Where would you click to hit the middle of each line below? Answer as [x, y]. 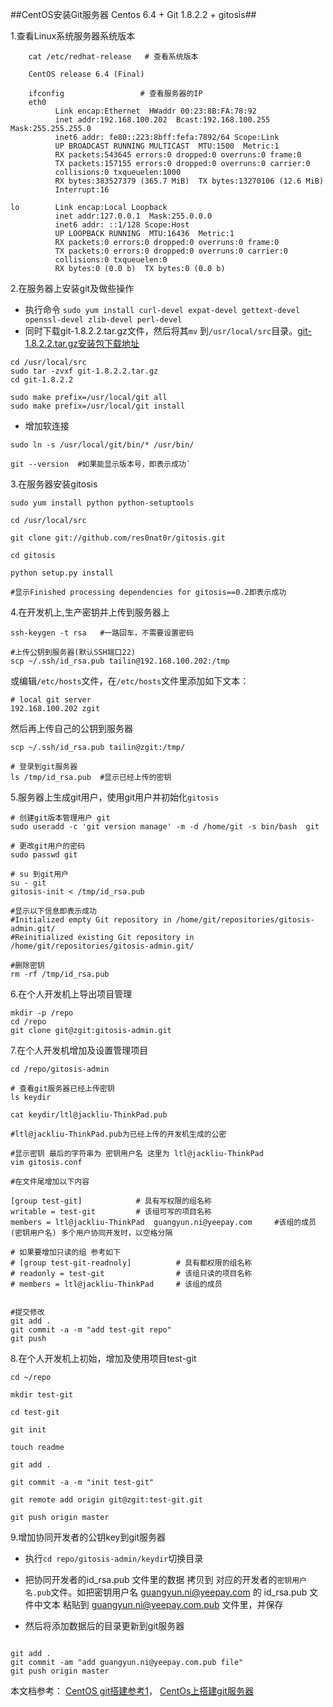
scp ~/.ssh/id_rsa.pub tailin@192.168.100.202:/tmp [120, 661]
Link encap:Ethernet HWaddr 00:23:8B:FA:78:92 [155, 111]
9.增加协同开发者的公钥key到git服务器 [88, 1537]
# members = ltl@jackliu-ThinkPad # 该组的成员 [116, 1284]
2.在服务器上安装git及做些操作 [72, 288]
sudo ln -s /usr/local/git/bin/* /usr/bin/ [102, 445]
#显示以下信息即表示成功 [53, 911]
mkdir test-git [42, 1395]
